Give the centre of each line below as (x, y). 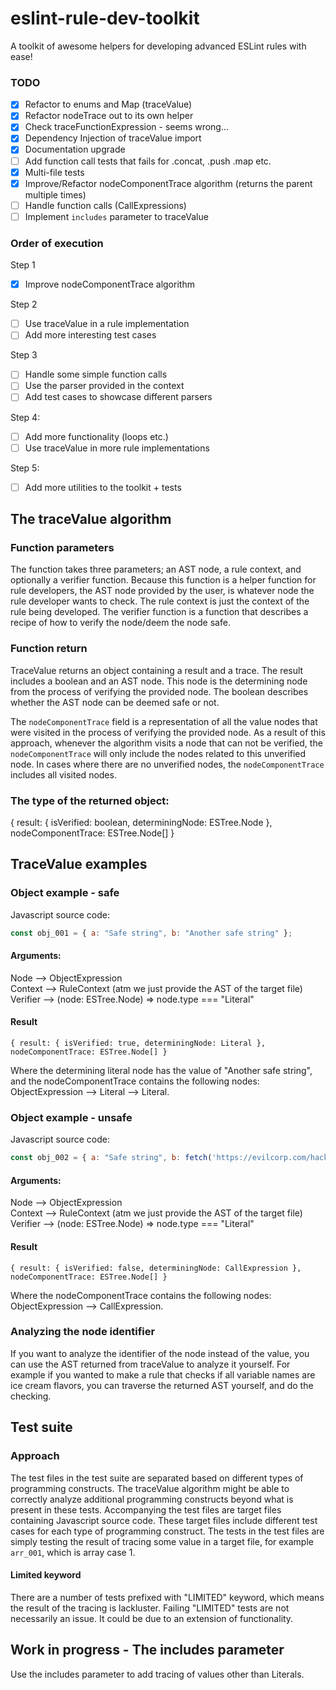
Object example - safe (65, 893)
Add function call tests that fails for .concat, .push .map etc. (148, 161)
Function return (49, 649)
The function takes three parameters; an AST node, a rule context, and (156, 569)
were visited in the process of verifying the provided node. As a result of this (168, 732)
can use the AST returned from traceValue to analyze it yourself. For (150, 1364)
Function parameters (62, 548)
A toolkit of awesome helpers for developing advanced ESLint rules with (158, 46)
